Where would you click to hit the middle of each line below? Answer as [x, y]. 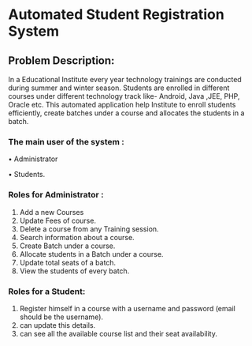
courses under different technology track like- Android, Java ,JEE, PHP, [124, 96]
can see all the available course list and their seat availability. [119, 333]
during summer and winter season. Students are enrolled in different [119, 88]
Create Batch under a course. [67, 246]
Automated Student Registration [116, 15]
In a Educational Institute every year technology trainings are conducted [125, 79]
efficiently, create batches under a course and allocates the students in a [126, 113]
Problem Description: [61, 60]
